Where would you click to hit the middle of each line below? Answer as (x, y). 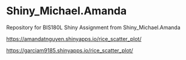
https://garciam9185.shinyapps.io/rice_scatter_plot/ (70, 50)
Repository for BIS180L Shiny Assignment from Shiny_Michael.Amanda (93, 27)
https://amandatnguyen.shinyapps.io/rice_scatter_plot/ (74, 39)
